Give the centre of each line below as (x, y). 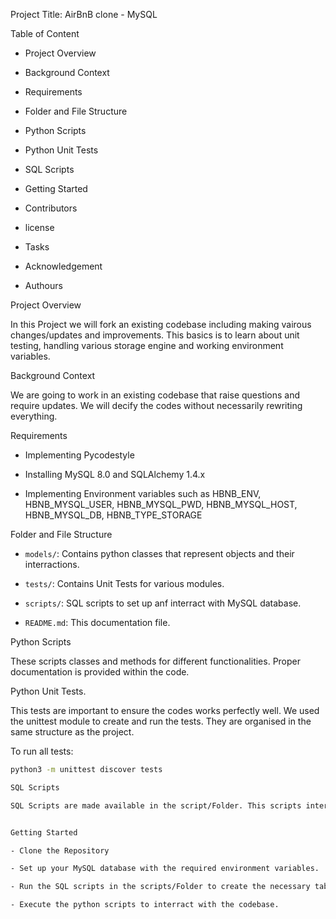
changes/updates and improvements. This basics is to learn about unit (155, 335)
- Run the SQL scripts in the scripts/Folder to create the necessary (160, 887)
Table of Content (45, 33)
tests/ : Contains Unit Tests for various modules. (124, 583)
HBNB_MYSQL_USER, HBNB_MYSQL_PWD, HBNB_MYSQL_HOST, (161, 504)
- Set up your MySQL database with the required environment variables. (165, 869)
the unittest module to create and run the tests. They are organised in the (161, 721)
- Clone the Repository (60, 850)
